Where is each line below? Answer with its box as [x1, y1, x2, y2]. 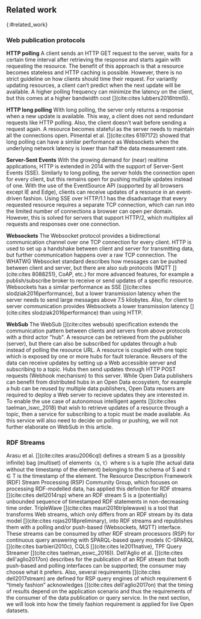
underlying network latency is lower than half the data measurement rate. [6, 145, 188, 152]
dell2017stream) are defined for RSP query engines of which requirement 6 [6, 575, 192, 582]
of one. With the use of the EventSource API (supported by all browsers [6, 182, 184, 189]
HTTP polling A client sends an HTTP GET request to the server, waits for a [6, 49, 193, 57]
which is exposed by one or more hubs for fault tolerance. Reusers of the [6, 353, 188, 360]
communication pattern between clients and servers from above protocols [6, 327, 191, 334]
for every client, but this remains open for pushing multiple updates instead [6, 176, 193, 183]
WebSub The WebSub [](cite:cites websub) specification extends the [6, 321, 179, 328]
